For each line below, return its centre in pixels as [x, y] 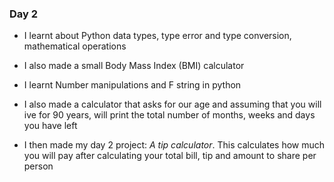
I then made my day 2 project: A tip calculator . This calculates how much [174, 145]
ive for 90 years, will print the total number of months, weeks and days [169, 115]
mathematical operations [75, 46]
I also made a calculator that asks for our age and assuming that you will [172, 104]
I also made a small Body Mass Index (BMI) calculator [134, 66]
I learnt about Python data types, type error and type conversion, [157, 36]
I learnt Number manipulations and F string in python [132, 85]
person [38, 166]
